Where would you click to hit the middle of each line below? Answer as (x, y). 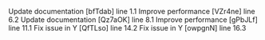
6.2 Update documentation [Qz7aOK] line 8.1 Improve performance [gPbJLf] (133, 20)
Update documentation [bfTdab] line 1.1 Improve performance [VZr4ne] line (132, 11)
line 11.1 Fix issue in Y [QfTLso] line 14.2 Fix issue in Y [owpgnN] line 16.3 (127, 28)
